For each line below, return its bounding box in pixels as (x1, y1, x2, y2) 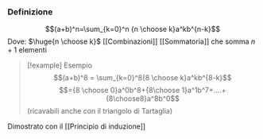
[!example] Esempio (26, 60, 93, 70)
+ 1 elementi (7, 45, 47, 55)
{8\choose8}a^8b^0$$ (105, 94, 180, 103)
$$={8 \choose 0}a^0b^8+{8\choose (58, 86, 180, 95)
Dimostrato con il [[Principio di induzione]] (7, 122, 146, 131)
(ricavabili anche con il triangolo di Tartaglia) (26, 106, 172, 116)
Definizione (7, 6, 53, 17)
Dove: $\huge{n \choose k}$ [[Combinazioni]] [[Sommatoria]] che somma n (7, 37, 256, 46)
